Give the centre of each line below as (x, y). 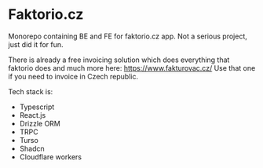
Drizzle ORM (40, 123)
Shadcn (32, 148)
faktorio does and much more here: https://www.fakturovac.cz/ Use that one (132, 68)
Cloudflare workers (51, 157)
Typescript (37, 107)
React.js (33, 115)
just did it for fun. (36, 44)
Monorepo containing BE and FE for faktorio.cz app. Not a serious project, (128, 36)
